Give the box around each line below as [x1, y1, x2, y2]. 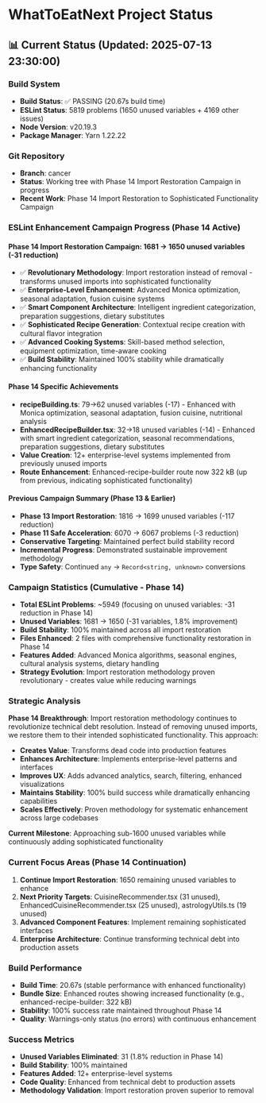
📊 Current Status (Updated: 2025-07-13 [8, 38, 212, 52]
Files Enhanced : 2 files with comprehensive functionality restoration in [19, 634, 252, 642]
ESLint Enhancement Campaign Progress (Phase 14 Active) [8, 222, 241, 233]
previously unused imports [19, 458, 107, 468]
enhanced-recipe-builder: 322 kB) [19, 997, 133, 1006]
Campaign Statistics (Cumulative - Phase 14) [8, 581, 185, 592]
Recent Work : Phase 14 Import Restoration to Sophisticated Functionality [19, 194, 259, 203]
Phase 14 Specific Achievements [8, 381, 119, 391]
